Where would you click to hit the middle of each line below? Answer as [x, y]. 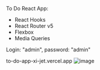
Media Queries [32, 38]
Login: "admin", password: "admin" [48, 50]
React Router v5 [34, 26]
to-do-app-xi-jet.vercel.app [39, 61]
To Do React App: [27, 8]
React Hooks [30, 20]
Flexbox [24, 32]
